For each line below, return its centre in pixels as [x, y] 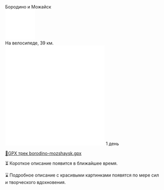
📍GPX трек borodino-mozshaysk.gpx [43, 153]
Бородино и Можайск [28, 7]
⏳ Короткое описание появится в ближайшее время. [61, 163]
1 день [112, 144]
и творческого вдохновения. [36, 182]
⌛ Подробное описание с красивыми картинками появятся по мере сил [82, 175]
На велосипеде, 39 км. [29, 43]
